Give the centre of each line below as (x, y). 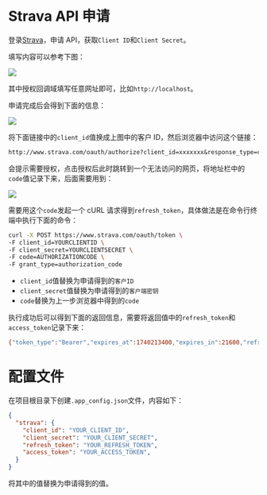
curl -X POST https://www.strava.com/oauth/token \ (95, 235)
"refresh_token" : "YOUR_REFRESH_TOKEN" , (90, 445)
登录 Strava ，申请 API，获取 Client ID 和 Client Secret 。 (99, 40)
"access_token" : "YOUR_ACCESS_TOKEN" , (87, 452)
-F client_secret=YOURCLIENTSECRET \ (71, 250)
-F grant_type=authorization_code (66, 265)
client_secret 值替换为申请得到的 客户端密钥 (89, 291)
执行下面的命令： (50, 220)
